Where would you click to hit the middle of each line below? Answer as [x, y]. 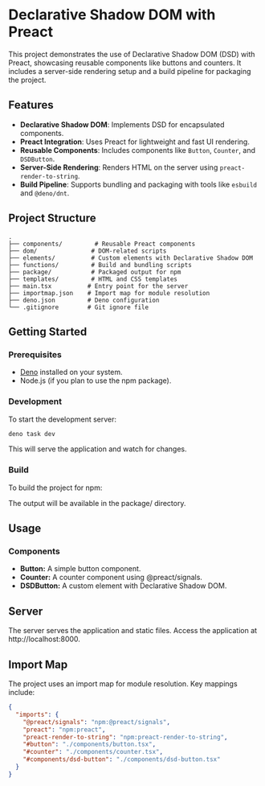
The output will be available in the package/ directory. [97, 503]
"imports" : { [37, 714]
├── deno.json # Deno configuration [84, 300]
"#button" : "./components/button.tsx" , [90, 745]
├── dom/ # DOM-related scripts [88, 251]
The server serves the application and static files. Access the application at [133, 631]
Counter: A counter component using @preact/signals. [111, 578]
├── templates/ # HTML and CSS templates [93, 279]
